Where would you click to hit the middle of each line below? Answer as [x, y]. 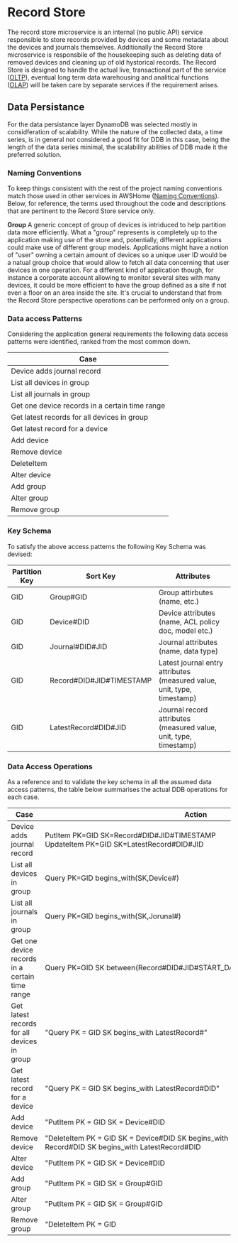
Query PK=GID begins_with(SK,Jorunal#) [113, 916]
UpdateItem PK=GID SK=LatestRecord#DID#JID [124, 844]
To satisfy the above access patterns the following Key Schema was [107, 546]
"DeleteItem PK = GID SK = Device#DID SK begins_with [137, 1138]
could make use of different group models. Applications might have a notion [118, 248]
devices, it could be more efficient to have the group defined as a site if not [117, 286]
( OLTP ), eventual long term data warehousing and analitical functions [108, 77]
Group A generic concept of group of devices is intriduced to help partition [117, 225]
